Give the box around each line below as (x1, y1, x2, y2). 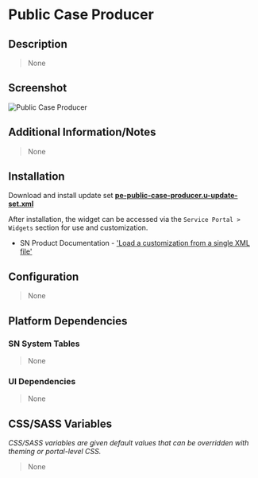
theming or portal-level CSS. (8, 447, 102, 457)
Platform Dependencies (8, 314, 128, 328)
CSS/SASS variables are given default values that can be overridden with (8, 438, 249, 448)
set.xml (8, 199, 34, 208)
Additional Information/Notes (8, 126, 156, 139)
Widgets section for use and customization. (8, 223, 148, 232)
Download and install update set (8, 191, 114, 200)
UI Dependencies (8, 375, 76, 387)
